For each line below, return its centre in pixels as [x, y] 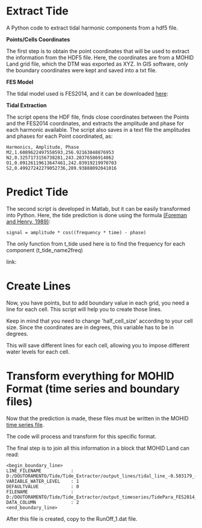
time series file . [25, 424]
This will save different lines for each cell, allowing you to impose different [98, 345]
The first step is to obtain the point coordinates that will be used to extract [98, 51]
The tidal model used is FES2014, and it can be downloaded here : [87, 93]
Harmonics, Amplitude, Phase [43, 147]
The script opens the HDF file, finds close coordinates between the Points [98, 117]
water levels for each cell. [38, 352]
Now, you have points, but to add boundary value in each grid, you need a [98, 303]
